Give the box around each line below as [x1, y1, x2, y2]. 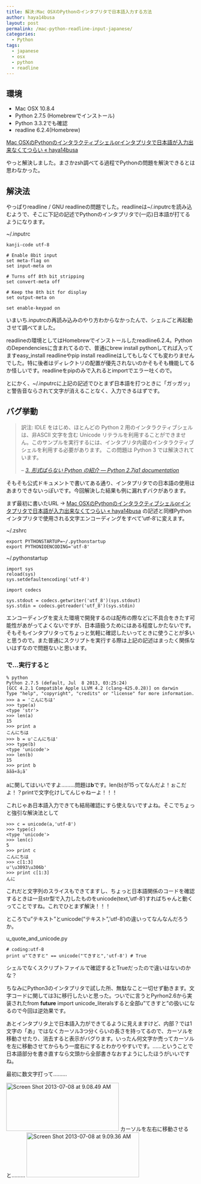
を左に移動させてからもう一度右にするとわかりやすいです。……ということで [6, 1042, 193, 1050]
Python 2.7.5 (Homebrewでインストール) [14, 112, 115, 119]
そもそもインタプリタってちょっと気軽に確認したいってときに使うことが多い [6, 629, 195, 636]
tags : [6, 43, 20, 49]
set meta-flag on [6, 258, 50, 264]
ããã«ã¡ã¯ [6, 768, 28, 774]
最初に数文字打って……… [6, 1070, 67, 1078]
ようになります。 [6, 218, 48, 225]
